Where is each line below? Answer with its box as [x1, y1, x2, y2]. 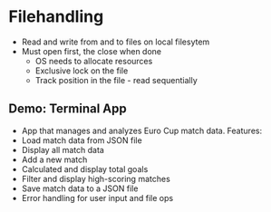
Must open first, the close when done [21, 45, 162, 56]
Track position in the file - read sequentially [34, 74, 198, 85]
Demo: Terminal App [8, 101, 128, 117]
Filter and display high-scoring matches [21, 173, 171, 184]
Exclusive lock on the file [34, 65, 129, 76]
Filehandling [8, 6, 104, 27]
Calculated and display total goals [21, 163, 149, 174]
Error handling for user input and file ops [21, 192, 174, 203]
